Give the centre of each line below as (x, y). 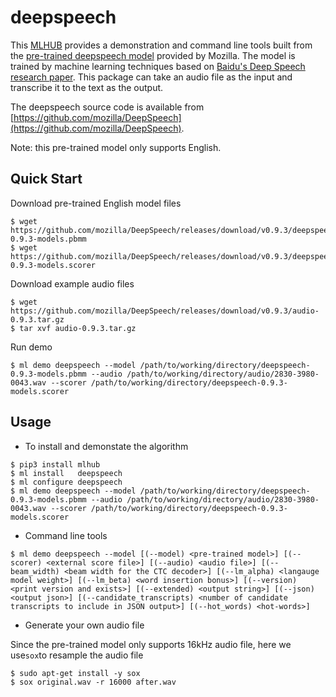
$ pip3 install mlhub (55, 464)
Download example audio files (72, 283)
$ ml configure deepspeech (66, 482)
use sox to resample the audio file (77, 655)
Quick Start (46, 179)
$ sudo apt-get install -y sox (75, 673)
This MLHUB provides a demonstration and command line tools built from (161, 45)
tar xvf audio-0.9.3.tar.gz (78, 328)
